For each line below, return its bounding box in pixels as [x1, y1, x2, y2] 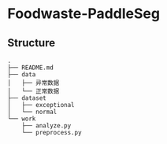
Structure [7, 36, 56, 50]
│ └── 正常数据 [7, 87, 60, 95]
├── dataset [7, 94, 46, 102]
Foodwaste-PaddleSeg [7, 5, 161, 23]
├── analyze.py [21, 122, 72, 130]
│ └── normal [7, 108, 58, 116]
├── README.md [7, 64, 54, 72]
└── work [7, 115, 36, 123]
